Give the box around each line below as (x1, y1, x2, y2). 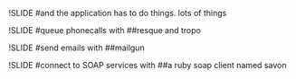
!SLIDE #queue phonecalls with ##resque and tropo (8, 25, 201, 35)
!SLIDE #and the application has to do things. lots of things (8, 8, 227, 18)
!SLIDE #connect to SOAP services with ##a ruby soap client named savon (8, 60, 287, 70)
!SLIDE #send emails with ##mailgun (8, 42, 146, 53)
